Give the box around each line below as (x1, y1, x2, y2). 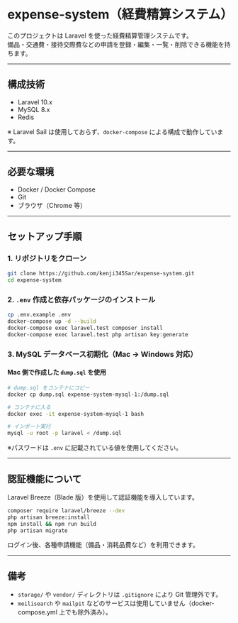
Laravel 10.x (17, 97, 53, 106)
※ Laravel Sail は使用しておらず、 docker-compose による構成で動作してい (7, 127, 217, 136)
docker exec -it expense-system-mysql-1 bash (7, 410, 144, 417)
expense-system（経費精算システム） (7, 6, 234, 23)
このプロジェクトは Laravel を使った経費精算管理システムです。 (7, 31, 193, 40)
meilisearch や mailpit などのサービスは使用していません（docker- (17, 599, 215, 607)
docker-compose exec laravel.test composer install (7, 324, 163, 332)
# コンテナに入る (7, 404, 51, 411)
